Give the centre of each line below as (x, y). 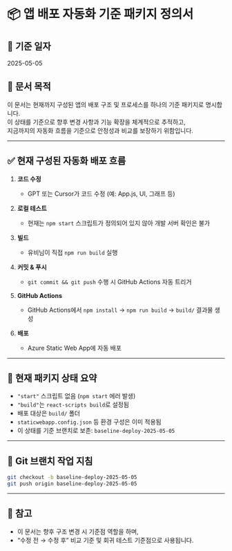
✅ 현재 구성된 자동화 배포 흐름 (67, 161)
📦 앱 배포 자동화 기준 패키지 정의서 (100, 14)
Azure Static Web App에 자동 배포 (75, 348)
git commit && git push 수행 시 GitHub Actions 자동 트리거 (109, 281)
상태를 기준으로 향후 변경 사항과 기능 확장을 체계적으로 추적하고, (100, 122)
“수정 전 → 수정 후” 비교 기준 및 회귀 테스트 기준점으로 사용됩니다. (105, 540)
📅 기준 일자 (29, 46)
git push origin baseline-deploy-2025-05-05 (72, 484)
